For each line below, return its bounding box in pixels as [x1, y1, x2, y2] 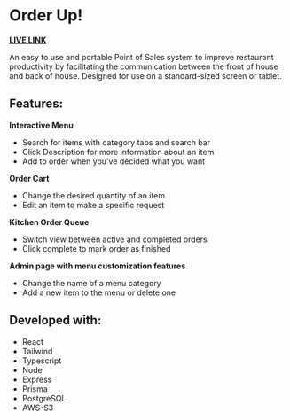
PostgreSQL [21, 393, 67, 403]
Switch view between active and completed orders [21, 234, 208, 245]
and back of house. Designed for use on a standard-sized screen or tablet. [9, 70, 282, 81]
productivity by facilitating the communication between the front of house [9, 61, 279, 72]
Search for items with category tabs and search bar [21, 136, 211, 147]
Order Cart [9, 173, 50, 183]
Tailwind [21, 346, 53, 356]
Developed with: [9, 313, 102, 328]
